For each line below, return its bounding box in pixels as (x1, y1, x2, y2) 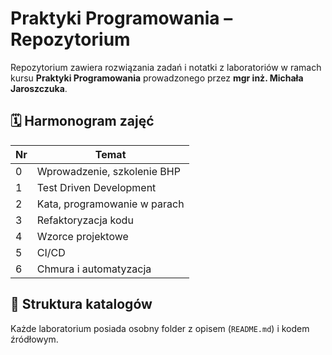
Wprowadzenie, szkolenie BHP (36, 164, 181, 178)
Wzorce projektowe (36, 229, 129, 243)
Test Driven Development (36, 180, 157, 194)
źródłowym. (10, 333, 59, 345)
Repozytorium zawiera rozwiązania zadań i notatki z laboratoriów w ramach (10, 61, 322, 73)
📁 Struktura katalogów (10, 296, 153, 313)
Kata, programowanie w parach (36, 197, 185, 211)
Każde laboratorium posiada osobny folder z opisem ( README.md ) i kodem (10, 322, 310, 334)
